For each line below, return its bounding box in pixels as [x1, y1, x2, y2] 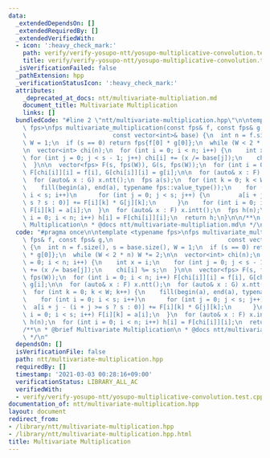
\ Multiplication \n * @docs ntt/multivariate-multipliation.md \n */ [22, 221, 257, 229]
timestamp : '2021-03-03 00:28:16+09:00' [15, 370, 153, 378]
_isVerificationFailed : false [15, 64, 117, 72]
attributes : [15, 86, 56, 95]
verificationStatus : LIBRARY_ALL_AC [15, 378, 138, 386]
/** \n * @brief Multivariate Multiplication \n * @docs [22, 325, 211, 333]
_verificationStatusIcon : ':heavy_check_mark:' [15, 79, 178, 87]
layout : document [8, 407, 67, 416]
